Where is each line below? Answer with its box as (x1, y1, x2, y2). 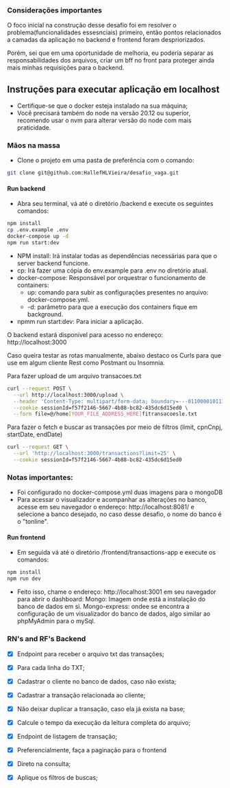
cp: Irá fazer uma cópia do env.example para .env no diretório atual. (16, 266, 208, 275)
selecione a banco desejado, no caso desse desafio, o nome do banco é (16, 510, 222, 518)
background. (27, 310, 64, 318)
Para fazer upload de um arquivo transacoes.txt (7, 371, 142, 380)
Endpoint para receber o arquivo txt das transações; (16, 649, 164, 658)
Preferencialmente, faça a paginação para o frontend (16, 745, 167, 754)
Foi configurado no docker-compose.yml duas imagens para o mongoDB (16, 488, 223, 496)
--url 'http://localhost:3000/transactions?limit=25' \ (13, 450, 176, 457)
